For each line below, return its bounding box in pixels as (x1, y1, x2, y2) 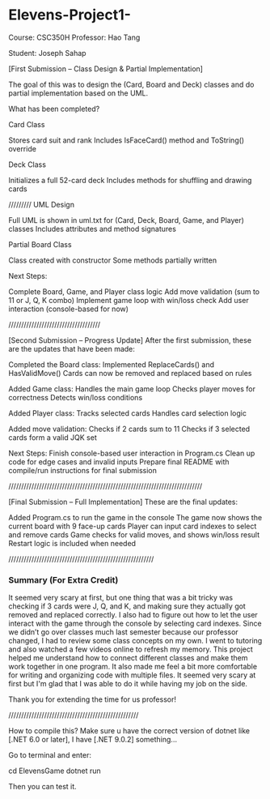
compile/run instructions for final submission (8, 465, 158, 475)
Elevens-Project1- (8, 6, 132, 24)
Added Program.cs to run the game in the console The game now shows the (8, 512, 263, 522)
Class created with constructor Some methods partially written (8, 255, 217, 265)
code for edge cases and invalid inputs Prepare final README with (8, 456, 230, 467)
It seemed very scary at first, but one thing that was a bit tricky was (8, 593, 233, 603)
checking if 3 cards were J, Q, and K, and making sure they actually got (8, 601, 247, 611)
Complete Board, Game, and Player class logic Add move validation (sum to (8, 286, 260, 297)
